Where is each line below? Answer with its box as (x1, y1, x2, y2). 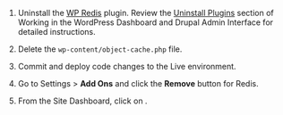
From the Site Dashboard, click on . (17, 95, 148, 106)
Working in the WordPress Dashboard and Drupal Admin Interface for (17, 17, 274, 28)
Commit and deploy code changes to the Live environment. (17, 62, 236, 71)
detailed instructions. (17, 27, 96, 37)
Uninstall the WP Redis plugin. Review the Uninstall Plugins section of (17, 8, 275, 18)
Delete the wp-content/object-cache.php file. (17, 44, 183, 54)
